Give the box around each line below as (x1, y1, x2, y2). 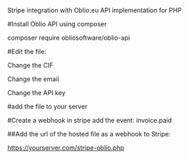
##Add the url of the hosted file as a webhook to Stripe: (7, 130, 171, 138)
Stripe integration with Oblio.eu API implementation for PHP (7, 6, 182, 14)
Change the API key (7, 89, 66, 97)
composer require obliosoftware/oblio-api (7, 33, 131, 42)
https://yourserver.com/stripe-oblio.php (7, 143, 125, 152)
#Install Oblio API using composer (7, 20, 107, 28)
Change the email (7, 75, 59, 83)
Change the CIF (7, 61, 53, 70)
